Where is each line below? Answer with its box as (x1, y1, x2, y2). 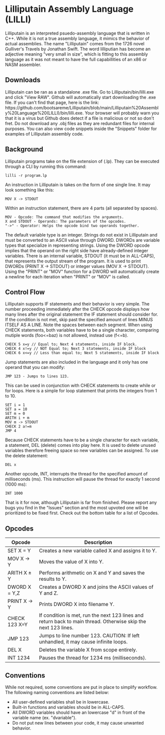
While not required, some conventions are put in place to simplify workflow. (5, 684, 158, 690)
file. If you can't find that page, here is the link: (5, 100, 100, 105)
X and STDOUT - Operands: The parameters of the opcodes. (5, 219, 126, 224)
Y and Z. (39, 590, 58, 597)
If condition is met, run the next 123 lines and (39, 612, 144, 619)
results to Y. (39, 575, 67, 582)
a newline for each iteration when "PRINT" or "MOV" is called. (5, 273, 130, 279)
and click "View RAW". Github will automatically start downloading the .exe (5, 94, 156, 100)
